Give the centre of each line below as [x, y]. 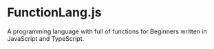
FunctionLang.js [54, 13]
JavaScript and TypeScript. [46, 38]
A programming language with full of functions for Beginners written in [107, 31]
